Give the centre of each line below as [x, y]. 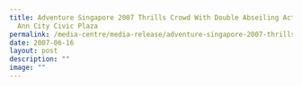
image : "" [28, 68]
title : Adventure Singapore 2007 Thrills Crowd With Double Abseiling [144, 17]
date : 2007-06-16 [42, 43]
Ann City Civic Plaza [58, 26]
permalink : [30, 34]
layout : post [34, 51]
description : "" [40, 59]
